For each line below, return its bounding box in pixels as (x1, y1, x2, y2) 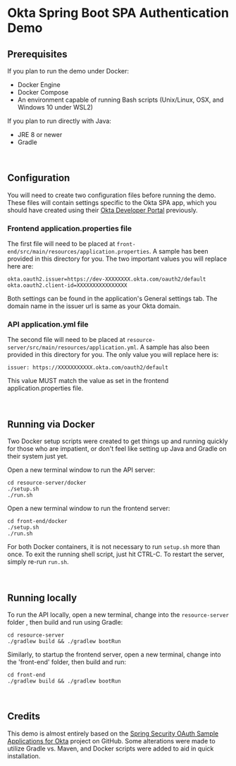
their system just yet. (7, 452, 68, 461)
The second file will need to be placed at (7, 336, 125, 344)
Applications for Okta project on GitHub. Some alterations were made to (7, 736, 216, 745)
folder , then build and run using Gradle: (7, 618, 123, 627)
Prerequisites (7, 48, 68, 60)
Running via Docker (7, 418, 95, 430)
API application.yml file (7, 319, 89, 329)
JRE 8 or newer (17, 131, 63, 139)
